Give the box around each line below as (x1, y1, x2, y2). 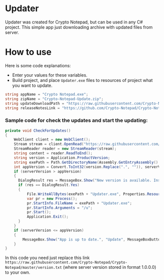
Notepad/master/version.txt (5, 265, 62, 270)
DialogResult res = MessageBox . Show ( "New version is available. (18, 178, 152, 183)
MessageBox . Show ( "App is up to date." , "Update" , (22, 237, 125, 242)
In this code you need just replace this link (5, 255, 90, 261)
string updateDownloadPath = (5, 101, 64, 106)
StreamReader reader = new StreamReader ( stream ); (14, 146, 117, 151)
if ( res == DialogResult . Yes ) (18, 182, 80, 188)
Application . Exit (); (26, 214, 69, 220)
